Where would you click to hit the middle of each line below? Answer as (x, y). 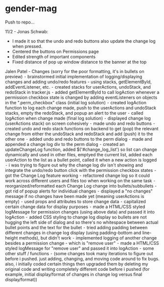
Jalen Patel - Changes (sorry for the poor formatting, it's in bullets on (75, 71)
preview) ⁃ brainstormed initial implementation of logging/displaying (74, 76)
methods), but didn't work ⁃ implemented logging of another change (88, 238)
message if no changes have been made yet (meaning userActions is (75, 196)
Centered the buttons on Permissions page (55, 51)
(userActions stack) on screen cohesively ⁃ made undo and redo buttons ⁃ (80, 123)
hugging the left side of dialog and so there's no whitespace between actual (82, 222)
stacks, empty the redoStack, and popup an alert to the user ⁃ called (74, 113)
